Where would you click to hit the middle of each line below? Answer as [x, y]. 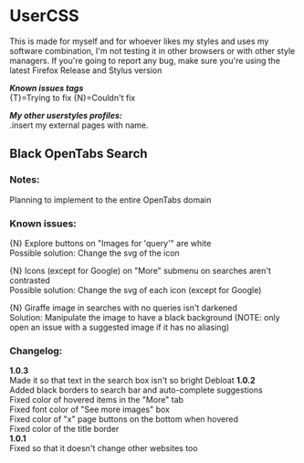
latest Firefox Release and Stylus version [86, 70]
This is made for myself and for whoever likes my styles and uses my [139, 41]
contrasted [30, 280]
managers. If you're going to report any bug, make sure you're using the [145, 60]
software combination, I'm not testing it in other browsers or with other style [152, 50]
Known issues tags [47, 88]
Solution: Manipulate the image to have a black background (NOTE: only [145, 317]
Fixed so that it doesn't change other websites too [104, 448]
